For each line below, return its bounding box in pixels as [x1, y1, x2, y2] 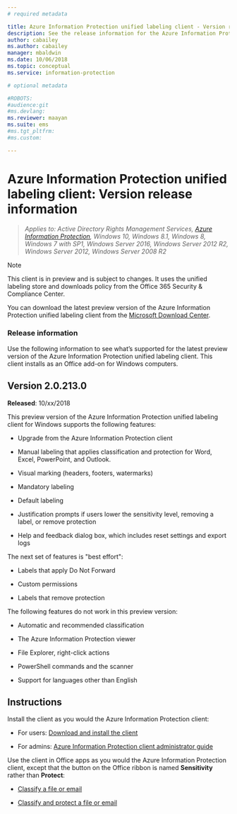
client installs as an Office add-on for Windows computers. [7, 359, 178, 368]
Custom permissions [17, 580, 78, 588]
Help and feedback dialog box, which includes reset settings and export [17, 531, 227, 539]
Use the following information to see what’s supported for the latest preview [7, 344, 228, 352]
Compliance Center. [7, 290, 66, 298]
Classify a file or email [17, 785, 83, 793]
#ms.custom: [7, 134, 42, 142]
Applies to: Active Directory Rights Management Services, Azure [24, 224, 213, 233]
